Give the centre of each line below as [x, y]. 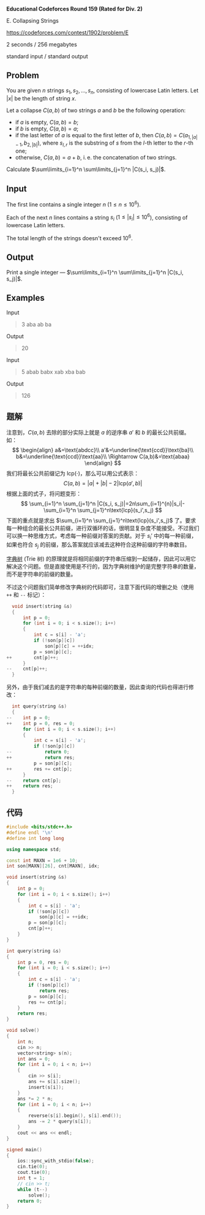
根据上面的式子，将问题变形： [44, 494]
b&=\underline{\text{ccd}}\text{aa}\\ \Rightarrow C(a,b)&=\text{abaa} [103, 456]
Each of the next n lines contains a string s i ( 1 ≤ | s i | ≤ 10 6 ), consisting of [97, 218]
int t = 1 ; [31, 1178]
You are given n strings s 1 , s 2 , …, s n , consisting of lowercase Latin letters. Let [102, 91]
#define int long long [35, 838]
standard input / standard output [47, 56]
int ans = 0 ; [34, 1059]
